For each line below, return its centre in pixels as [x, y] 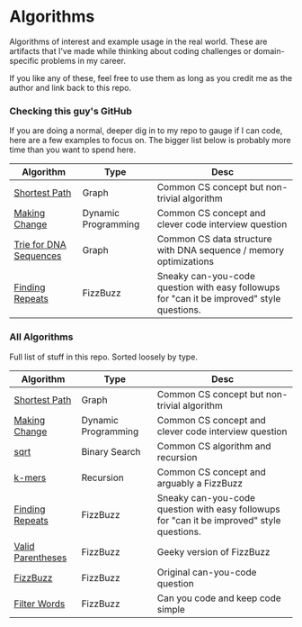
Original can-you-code [207, 572]
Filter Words [40, 604]
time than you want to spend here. [73, 150]
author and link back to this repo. [71, 87]
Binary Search [111, 451]
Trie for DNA [40, 245]
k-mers [30, 477]
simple [171, 609]
